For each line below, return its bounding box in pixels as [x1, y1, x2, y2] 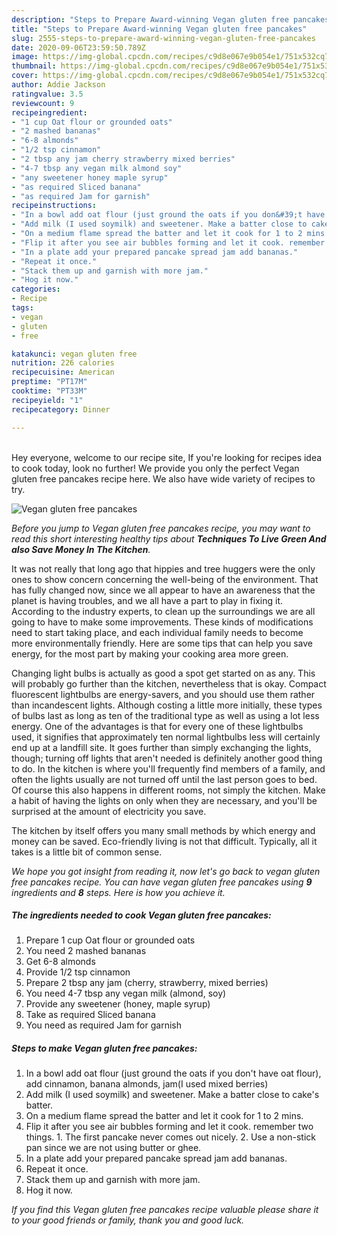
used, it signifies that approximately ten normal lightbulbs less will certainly [11, 731, 321, 743]
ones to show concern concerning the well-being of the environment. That [11, 573, 319, 585]
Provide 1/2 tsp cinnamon [25, 966, 131, 978]
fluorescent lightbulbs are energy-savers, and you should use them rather [11, 688, 316, 700]
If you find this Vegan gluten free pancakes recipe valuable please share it [11, 1204, 319, 1216]
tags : [11, 303, 34, 313]
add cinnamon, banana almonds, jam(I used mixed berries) [25, 1078, 269, 1090]
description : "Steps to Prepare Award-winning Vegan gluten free [11, 14, 289, 25]
